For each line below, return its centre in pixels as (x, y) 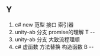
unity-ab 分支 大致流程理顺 (47, 39)
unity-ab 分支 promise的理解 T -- (55, 32)
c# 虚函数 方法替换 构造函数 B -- (54, 47)
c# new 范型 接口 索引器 (44, 24)
